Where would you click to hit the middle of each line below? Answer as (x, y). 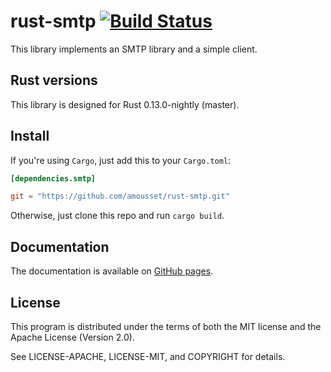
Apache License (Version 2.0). (72, 337)
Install (30, 136)
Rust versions (54, 80)
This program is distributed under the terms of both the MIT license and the (166, 326)
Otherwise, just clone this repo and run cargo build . (117, 216)
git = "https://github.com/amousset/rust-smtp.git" (120, 196)
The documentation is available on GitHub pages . (112, 271)
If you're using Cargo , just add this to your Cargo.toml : (121, 160)
